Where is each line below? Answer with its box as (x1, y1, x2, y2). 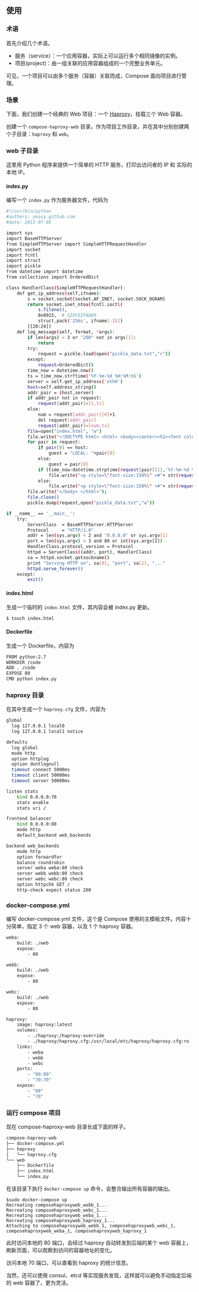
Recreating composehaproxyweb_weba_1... (6, 1213, 108, 1218)
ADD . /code (6, 665, 36, 671)
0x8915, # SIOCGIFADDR (37, 312, 97, 318)
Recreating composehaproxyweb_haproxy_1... (6, 1218, 115, 1224)
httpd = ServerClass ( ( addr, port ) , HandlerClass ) (27, 549, 152, 556)
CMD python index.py (6, 676, 57, 682)
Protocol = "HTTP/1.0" (27, 527, 94, 533)
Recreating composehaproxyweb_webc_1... (6, 1207, 108, 1214)
